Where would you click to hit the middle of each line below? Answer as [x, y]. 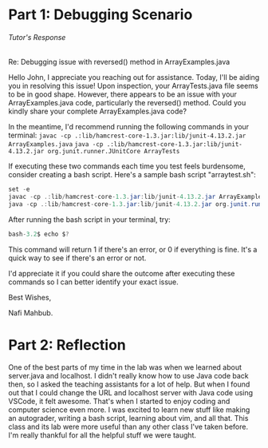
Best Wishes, [30, 297]
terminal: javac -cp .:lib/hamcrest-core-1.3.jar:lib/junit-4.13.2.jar [127, 135]
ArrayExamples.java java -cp [56, 145]
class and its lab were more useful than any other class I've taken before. [128, 426]
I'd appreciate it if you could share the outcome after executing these [122, 273]
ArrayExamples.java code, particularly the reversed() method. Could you [127, 103]
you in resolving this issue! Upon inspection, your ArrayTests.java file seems [133, 86]
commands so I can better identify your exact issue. [94, 282]
